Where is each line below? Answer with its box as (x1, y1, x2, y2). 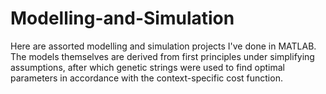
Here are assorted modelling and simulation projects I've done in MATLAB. (10, 40, 317, 52)
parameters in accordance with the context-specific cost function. (10, 72, 283, 84)
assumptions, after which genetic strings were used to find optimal (10, 61, 285, 73)
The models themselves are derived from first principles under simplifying (10, 50, 315, 62)
